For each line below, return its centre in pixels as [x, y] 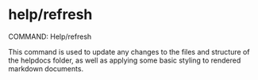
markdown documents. [46, 68]
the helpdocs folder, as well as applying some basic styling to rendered [125, 60]
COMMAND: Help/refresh [50, 36]
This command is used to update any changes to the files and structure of [129, 51]
